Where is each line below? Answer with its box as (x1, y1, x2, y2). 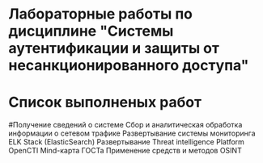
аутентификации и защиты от (8, 40, 220, 57)
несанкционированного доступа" (8, 56, 249, 75)
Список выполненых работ (8, 94, 202, 111)
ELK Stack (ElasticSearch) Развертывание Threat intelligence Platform (8, 137, 245, 147)
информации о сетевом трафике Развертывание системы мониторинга (8, 128, 257, 138)
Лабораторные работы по (8, 5, 193, 23)
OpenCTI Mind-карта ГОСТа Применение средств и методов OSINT (8, 146, 243, 156)
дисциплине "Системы (8, 22, 174, 40)
